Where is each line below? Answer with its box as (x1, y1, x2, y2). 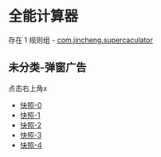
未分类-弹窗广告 (8, 61, 87, 74)
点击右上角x (8, 83, 48, 92)
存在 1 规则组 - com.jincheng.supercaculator (8, 35, 154, 45)
